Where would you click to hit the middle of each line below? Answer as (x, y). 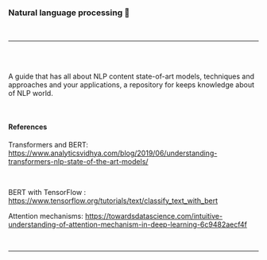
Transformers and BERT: (48, 144)
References (28, 127)
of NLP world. (31, 94)
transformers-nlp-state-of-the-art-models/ (78, 161)
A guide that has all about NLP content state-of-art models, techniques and (131, 76)
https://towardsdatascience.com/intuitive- (154, 216)
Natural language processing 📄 (69, 13)
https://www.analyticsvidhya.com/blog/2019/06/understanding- (113, 153)
